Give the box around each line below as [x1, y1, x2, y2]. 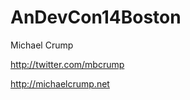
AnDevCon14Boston [10, 6, 182, 29]
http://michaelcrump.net [10, 77, 110, 90]
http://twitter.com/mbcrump [10, 58, 125, 70]
